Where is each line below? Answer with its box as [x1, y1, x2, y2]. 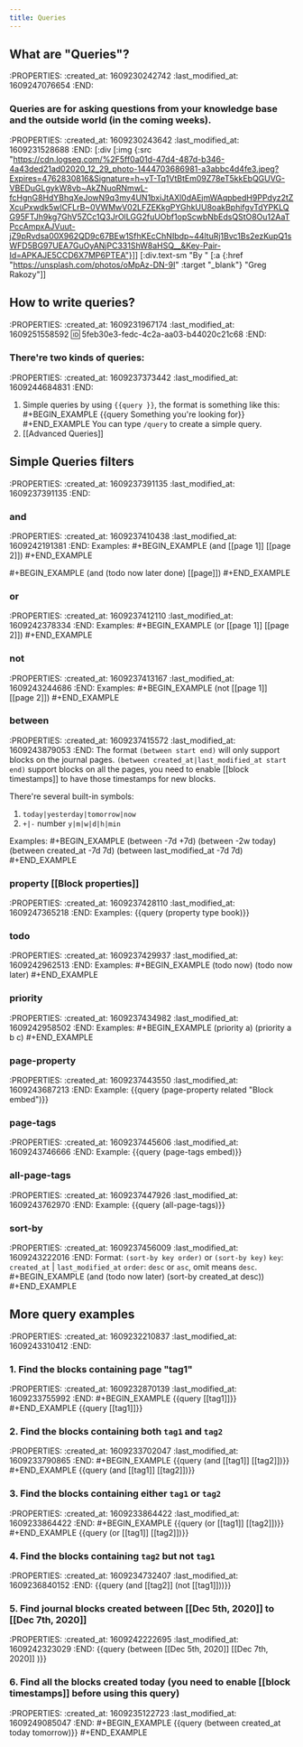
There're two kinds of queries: [9, 351, 145, 364]
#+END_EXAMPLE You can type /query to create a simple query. [22, 418, 262, 429]
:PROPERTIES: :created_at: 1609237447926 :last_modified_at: [9, 1189, 239, 1201]
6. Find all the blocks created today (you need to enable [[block [9, 1676, 291, 1688]
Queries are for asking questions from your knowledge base [9, 103, 278, 116]
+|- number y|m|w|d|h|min [22, 818, 122, 829]
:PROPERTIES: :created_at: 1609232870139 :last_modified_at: [9, 1383, 237, 1395]
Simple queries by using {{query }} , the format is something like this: [22, 399, 280, 410]
